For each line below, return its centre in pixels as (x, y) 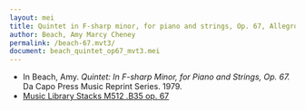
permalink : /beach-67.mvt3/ (63, 43)
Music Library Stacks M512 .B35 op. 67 (96, 96)
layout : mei (32, 18)
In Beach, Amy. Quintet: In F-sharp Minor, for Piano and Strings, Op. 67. (156, 77)
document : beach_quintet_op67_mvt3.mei (85, 51)
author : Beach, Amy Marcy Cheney (73, 34)
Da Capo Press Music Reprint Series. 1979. (103, 87)
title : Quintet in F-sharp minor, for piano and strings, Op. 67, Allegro (154, 26)
